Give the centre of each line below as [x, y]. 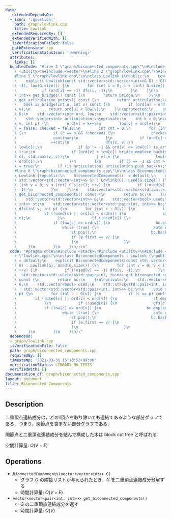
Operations [23, 461]
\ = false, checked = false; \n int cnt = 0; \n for [85, 128]
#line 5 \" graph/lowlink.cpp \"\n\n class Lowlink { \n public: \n [82, 76]
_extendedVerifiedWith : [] [38, 39]
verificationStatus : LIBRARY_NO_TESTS [51, 365]
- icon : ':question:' [33, 19]
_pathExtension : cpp [32, 48]
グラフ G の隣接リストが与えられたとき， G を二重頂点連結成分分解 [90, 480]
